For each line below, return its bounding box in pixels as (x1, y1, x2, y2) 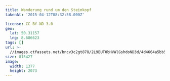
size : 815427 (5, 54, 33, 59)
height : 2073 (10, 68, 37, 73)
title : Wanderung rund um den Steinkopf (5, 7, 92, 13)
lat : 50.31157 (10, 31, 39, 36)
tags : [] (5, 40, 24, 46)
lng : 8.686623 (10, 35, 39, 40)
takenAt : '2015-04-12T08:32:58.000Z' (5, 12, 85, 17)
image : (5, 59, 19, 64)
